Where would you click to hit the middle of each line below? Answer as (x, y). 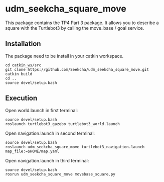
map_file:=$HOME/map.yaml (32, 151)
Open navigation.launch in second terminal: (50, 133)
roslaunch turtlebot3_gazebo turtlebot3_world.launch (63, 124)
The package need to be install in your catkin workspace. (64, 56)
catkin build (19, 74)
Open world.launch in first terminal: (42, 110)
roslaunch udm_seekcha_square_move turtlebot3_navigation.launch (75, 147)
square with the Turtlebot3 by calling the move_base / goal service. (75, 28)
